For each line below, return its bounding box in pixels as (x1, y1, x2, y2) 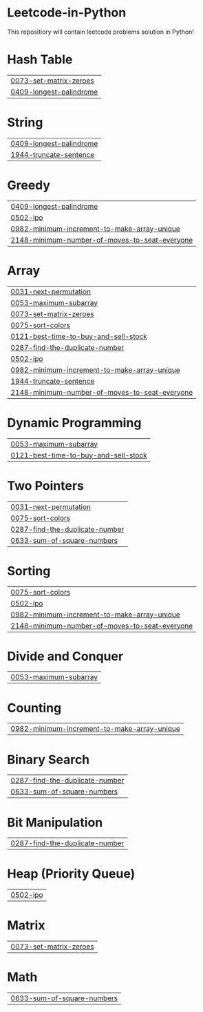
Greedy (7, 178, 50, 193)
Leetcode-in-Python (7, 5, 127, 21)
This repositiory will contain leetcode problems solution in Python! (7, 28, 195, 36)
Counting (7, 700, 62, 716)
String (7, 115, 43, 130)
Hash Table (7, 52, 73, 68)
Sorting (7, 563, 51, 579)
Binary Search (7, 752, 90, 767)
